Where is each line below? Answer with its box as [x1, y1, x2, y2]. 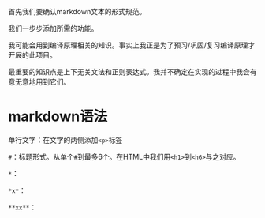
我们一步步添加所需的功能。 [8, 24, 99, 33]
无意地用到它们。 [14, 77, 71, 86]
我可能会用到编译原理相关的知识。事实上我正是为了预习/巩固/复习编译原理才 [8, 40, 256, 50]
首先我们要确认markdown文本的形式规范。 [8, 7, 147, 16]
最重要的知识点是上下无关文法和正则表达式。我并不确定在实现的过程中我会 [8, 67, 250, 77]
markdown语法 [8, 107, 108, 126]
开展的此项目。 [8, 51, 57, 59]
